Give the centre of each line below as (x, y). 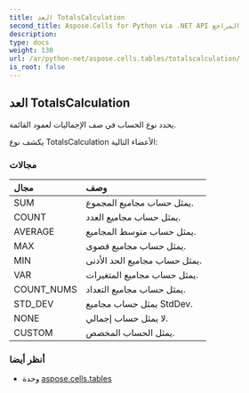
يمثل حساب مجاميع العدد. (133, 217)
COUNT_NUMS (45, 289)
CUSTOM (33, 333)
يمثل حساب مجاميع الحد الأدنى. (144, 261)
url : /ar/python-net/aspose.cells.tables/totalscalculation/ (125, 59)
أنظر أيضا (27, 359)
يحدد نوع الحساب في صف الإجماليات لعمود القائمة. (92, 124)
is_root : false (37, 68)
